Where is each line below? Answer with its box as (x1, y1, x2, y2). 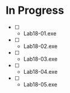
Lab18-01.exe (23, 29, 57, 37)
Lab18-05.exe (23, 80, 58, 88)
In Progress (5, 4, 65, 17)
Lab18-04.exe (23, 68, 58, 75)
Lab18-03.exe (23, 55, 58, 62)
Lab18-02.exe (23, 43, 58, 50)
